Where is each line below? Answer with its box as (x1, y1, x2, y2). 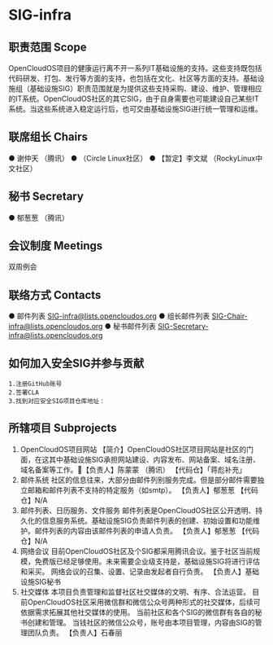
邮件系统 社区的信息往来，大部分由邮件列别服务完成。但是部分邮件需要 (19, 475, 258, 485)
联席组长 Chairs (8, 130, 88, 144)
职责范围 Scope (8, 40, 87, 54)
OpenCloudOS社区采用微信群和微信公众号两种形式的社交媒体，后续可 (27, 597, 262, 607)
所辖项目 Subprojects (8, 421, 118, 435)
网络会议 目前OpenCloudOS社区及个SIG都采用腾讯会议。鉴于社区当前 (19, 546, 253, 555)
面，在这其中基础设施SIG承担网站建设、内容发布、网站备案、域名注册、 (19, 454, 260, 464)
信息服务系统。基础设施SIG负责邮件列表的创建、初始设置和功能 (41, 516, 253, 525)
